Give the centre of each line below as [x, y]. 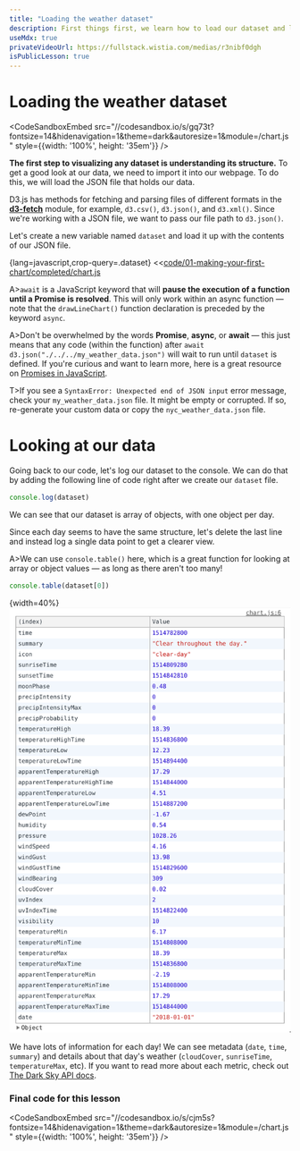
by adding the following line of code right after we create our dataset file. [144, 480]
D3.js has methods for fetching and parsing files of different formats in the [146, 199]
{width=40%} [34, 603]
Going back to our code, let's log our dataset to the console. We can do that [149, 470]
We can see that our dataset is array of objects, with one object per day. [142, 514]
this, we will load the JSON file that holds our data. [102, 182]
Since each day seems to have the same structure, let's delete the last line [146, 531]
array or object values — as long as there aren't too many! [116, 568]
